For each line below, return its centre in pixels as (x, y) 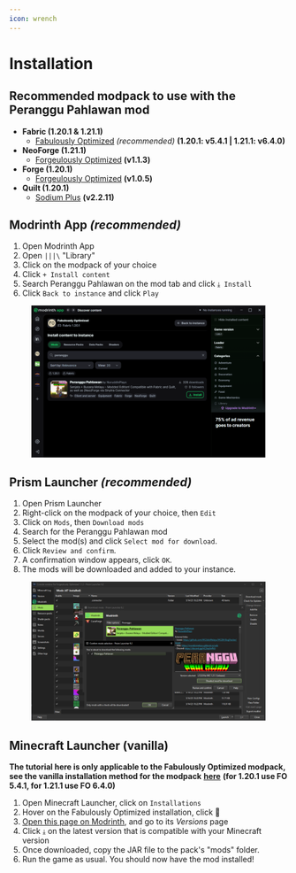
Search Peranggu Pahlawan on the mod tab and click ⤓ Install (137, 284)
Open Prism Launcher (61, 504)
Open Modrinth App (58, 246)
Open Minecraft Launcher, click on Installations (111, 803)
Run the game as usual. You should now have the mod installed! (138, 860)
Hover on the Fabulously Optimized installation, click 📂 (121, 812)
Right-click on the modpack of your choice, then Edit (119, 513)
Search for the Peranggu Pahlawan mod (95, 532)
